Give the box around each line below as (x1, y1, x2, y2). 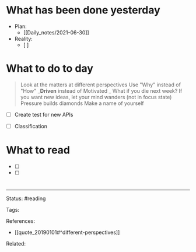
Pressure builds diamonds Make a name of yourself (20, 100, 144, 107)
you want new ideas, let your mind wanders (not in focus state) (20, 93, 172, 100)
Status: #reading (6, 195, 46, 202)
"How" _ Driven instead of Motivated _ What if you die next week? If (20, 87, 183, 94)
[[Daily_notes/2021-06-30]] (23, 29, 89, 36)
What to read (6, 143, 70, 157)
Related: (6, 240, 26, 247)
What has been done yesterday (6, 3, 160, 17)
